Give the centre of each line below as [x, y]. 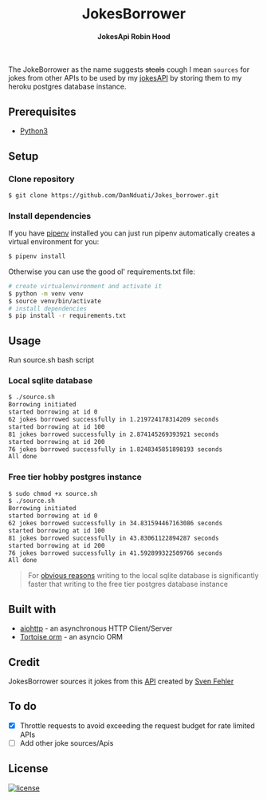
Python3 [33, 131]
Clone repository [41, 179]
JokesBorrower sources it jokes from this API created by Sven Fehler [121, 681]
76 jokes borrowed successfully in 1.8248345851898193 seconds [116, 449]
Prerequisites [42, 111]
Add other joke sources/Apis [67, 743]
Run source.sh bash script [51, 360]
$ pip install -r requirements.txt [67, 316]
